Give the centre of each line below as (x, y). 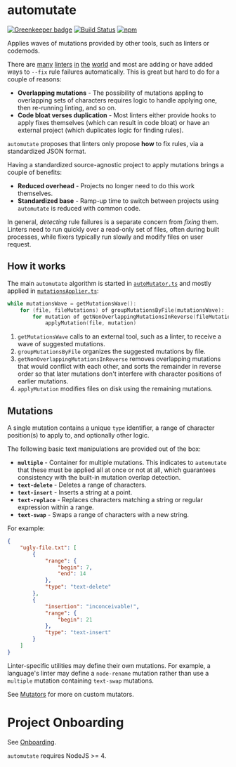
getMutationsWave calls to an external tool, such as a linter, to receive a (119, 336)
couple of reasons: (34, 79)
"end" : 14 (72, 574)
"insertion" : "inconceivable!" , (92, 606)
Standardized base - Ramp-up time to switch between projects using (118, 201)
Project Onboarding (66, 723)
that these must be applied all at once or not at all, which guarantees (117, 470)
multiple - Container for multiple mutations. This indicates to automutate (122, 463)
